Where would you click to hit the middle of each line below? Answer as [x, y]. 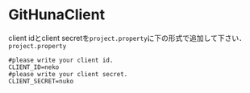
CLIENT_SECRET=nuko [41, 81]
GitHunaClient [57, 15]
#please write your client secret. [68, 74]
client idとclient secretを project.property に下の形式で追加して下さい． [127, 38]
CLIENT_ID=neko [34, 67]
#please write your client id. [61, 60]
